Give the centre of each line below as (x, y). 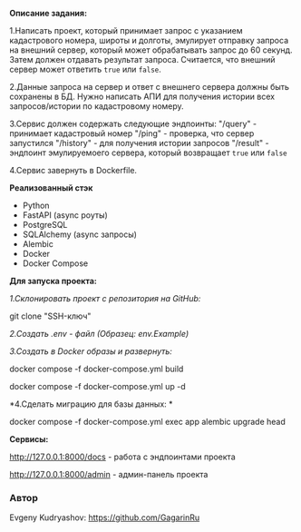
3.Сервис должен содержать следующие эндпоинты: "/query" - (133, 123)
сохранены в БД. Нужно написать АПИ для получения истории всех (142, 96)
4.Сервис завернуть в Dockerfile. (73, 170)
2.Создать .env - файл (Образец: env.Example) (99, 334)
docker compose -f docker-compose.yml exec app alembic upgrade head (147, 422)
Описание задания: (49, 13)
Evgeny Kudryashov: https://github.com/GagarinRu (105, 517)
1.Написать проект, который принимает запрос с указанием (126, 30)
